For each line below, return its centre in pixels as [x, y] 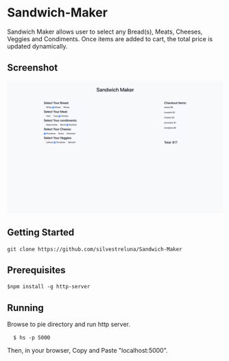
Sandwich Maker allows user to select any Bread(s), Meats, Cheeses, [105, 32]
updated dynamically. [37, 46]
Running [26, 308]
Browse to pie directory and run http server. [69, 325]
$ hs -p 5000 [32, 338]
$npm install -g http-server [49, 287]
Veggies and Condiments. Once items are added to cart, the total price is [110, 38]
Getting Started [41, 232]
